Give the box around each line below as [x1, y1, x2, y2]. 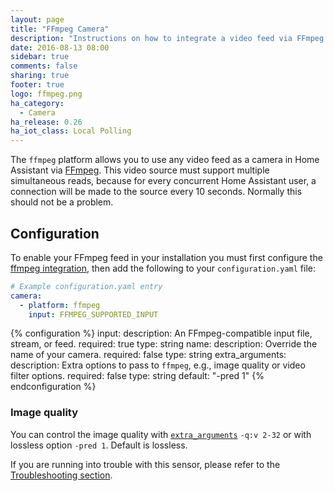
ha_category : [10, 98, 65, 108]
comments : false [10, 61, 78, 71]
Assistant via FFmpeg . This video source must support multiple [10, 164, 270, 176]
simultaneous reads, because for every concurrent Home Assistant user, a [10, 175, 317, 187]
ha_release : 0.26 [10, 117, 83, 127]
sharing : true [10, 71, 70, 81]
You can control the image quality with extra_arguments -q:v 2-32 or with [10, 428, 312, 440]
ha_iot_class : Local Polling [10, 126, 132, 136]
